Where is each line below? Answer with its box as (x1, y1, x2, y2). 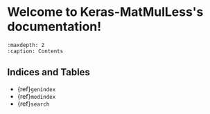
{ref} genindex (17, 84, 56, 93)
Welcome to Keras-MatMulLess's (7, 4, 204, 20)
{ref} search (17, 99, 50, 108)
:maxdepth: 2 (7, 41, 45, 48)
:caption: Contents (7, 48, 64, 55)
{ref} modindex (17, 92, 56, 100)
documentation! (7, 19, 102, 35)
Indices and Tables (7, 66, 90, 78)
